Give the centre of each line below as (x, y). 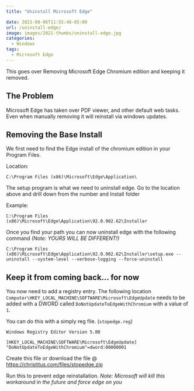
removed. (18, 77)
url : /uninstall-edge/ (34, 28)
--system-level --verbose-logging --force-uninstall (98, 259)
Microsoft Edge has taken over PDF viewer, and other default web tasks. (93, 110)
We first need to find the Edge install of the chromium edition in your (88, 149)
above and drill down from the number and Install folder (73, 194)
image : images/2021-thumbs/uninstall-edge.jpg (64, 33)
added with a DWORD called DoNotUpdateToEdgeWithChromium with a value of (97, 304)
